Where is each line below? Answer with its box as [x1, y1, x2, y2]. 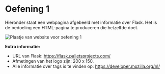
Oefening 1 [5, 3, 50, 15]
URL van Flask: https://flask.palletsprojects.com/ [12, 53, 111, 59]
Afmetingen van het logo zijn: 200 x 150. [12, 58, 94, 64]
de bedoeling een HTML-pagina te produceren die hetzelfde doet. [5, 24, 138, 30]
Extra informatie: [5, 43, 40, 49]
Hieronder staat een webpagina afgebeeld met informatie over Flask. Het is [5, 19, 157, 25]
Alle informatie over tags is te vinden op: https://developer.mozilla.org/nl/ [12, 63, 160, 69]
